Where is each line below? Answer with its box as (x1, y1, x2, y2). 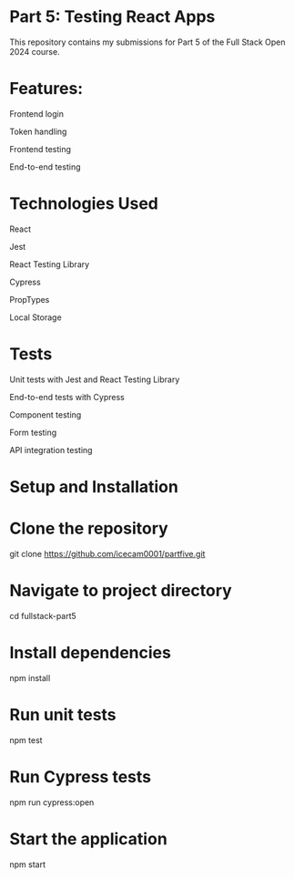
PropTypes (9, 294, 50, 305)
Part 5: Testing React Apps (9, 6, 216, 27)
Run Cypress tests (9, 766, 152, 787)
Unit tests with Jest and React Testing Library (9, 374, 180, 385)
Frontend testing (9, 143, 71, 154)
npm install (9, 672, 51, 683)
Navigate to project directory (9, 581, 232, 601)
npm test (9, 734, 43, 745)
